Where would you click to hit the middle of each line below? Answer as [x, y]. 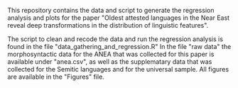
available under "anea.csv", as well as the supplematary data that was [110, 62]
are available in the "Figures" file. [56, 77]
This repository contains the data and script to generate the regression [111, 10]
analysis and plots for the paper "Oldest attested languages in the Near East [118, 18]
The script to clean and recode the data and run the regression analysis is [115, 39]
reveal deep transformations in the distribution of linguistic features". [108, 25]
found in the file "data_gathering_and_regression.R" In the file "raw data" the [119, 46]
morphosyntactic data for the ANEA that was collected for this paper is [111, 54]
